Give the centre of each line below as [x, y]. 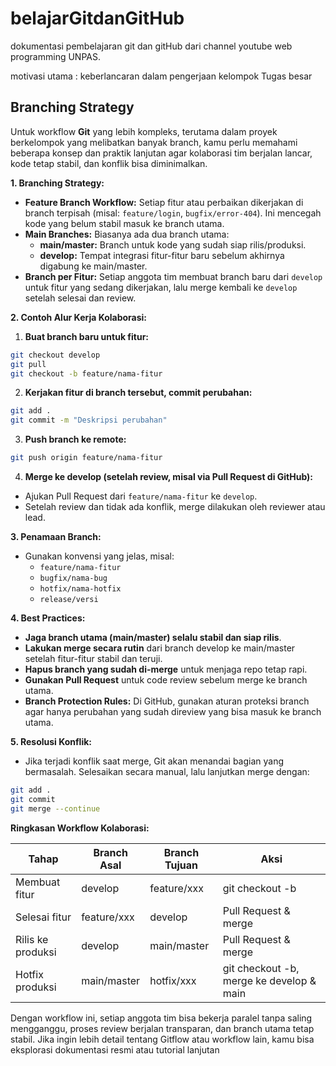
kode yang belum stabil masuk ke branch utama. [124, 223]
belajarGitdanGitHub [97, 18]
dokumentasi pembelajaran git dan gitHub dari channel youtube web [151, 46]
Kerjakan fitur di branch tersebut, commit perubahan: [138, 393]
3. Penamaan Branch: [56, 536]
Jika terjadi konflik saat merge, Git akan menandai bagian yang [154, 761]
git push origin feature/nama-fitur [86, 458]
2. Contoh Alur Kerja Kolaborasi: [79, 317]
